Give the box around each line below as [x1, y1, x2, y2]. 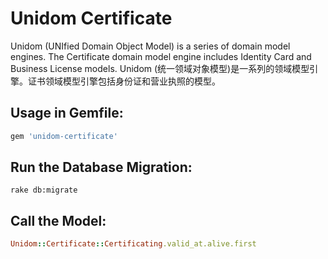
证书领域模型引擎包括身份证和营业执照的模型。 [27, 75, 221, 87]
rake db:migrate [10, 185, 78, 196]
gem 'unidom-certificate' [10, 131, 118, 141]
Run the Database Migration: [10, 159, 193, 176]
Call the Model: [10, 212, 107, 229]
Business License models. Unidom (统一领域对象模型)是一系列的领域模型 [10, 62, 310, 74]
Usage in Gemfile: [10, 105, 124, 122]
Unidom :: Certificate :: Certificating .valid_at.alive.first [10, 239, 257, 249]
